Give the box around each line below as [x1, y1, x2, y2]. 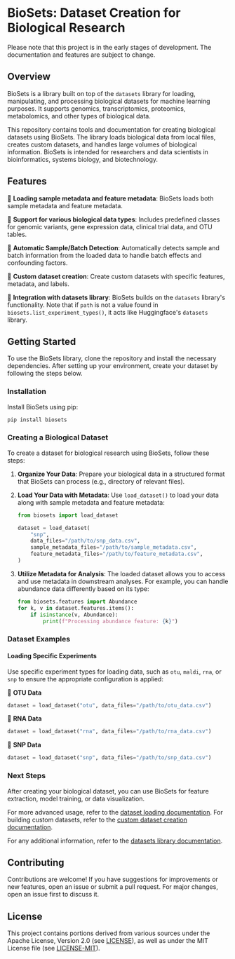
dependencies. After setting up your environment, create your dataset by [7, 362, 218, 370]
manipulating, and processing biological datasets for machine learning [7, 97, 210, 105]
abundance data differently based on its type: [17, 584, 149, 593]
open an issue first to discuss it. [7, 890, 100, 899]
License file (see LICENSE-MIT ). [7, 944, 100, 953]
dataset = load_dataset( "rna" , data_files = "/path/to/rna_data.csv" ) [7, 728, 212, 735]
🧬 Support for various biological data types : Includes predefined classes [7, 215, 220, 224]
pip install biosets [7, 416, 68, 423]
